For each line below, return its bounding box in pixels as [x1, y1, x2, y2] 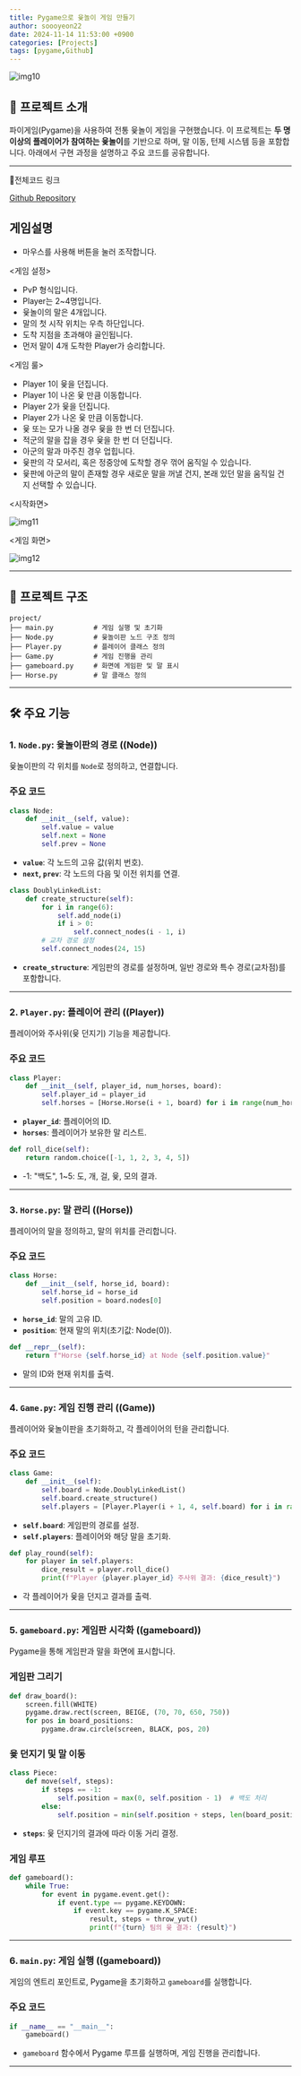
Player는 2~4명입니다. [21, 295, 102, 306]
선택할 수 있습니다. [31, 479, 97, 489]
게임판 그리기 [9, 1671, 63, 1683]
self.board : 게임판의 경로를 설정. [21, 1519, 140, 1530]
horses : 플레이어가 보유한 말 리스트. [21, 1127, 148, 1138]
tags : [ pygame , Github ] [9, 47, 94, 56]
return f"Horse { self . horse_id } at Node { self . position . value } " [25, 1351, 271, 1360]
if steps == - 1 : [41, 1786, 102, 1795]
